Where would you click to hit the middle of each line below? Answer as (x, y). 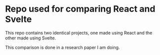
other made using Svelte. (31, 38)
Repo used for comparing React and (80, 9)
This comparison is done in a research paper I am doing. (62, 47)
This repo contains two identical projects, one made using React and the (79, 33)
